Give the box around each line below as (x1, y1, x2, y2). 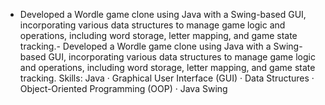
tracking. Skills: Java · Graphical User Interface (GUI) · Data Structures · (19, 72, 315, 84)
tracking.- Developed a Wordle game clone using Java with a (19, 40, 272, 52)
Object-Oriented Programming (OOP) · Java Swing (19, 83, 228, 94)
